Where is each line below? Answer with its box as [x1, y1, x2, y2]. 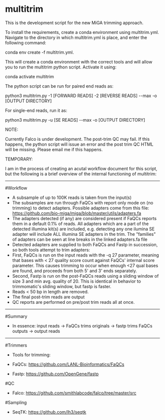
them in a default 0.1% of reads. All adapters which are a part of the [12, 221, 149, 226]
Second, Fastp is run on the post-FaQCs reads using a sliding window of [12, 273, 159, 279]
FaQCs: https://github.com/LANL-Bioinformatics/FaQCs [12, 361, 125, 367]
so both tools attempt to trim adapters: [12, 247, 90, 253]
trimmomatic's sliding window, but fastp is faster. [12, 283, 111, 289]
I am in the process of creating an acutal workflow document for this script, [5, 165, 158, 171]
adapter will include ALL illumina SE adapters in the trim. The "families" [12, 231, 156, 237]
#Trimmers [5, 342, 27, 348]
